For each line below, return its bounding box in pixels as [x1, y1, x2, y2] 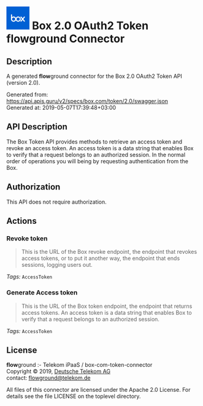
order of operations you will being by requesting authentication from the [6, 157, 189, 165]
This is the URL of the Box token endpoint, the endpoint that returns [21, 302, 193, 310]
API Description [6, 121, 67, 132]
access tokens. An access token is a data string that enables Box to [21, 308, 192, 316]
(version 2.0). [6, 79, 40, 86]
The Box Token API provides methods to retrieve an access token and [6, 138, 183, 145]
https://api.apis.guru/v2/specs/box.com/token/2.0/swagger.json [6, 98, 169, 104]
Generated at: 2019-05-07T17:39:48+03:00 [6, 104, 117, 111]
